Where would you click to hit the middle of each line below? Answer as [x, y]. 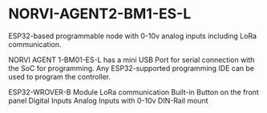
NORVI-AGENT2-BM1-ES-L [100, 14]
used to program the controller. [60, 76]
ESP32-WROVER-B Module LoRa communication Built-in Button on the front [133, 92]
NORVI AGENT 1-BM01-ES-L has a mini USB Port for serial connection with [131, 60]
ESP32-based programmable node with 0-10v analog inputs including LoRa [133, 36]
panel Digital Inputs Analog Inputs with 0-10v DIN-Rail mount [108, 100]
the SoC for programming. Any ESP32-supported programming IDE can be [131, 68]
